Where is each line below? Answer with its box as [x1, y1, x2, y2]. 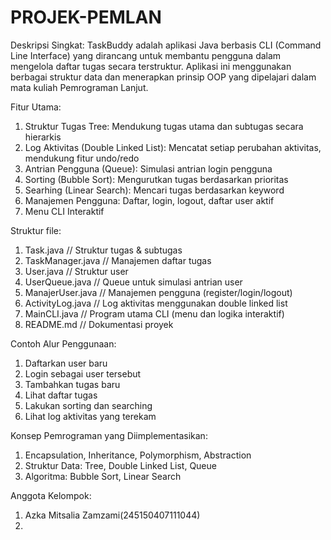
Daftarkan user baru [24, 357, 108, 369]
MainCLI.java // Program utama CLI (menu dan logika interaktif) [24, 307, 285, 320]
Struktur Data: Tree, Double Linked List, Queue [24, 459, 217, 471]
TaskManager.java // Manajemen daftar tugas [24, 254, 212, 266]
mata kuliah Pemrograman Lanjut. [10, 81, 149, 93]
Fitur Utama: [10, 101, 62, 113]
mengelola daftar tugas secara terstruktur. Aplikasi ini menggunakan [10, 60, 292, 72]
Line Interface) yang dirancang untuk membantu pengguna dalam [10, 49, 282, 61]
